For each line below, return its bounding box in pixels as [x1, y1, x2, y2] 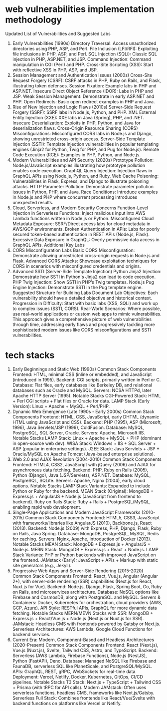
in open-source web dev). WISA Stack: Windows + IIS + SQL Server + [12, 440, 156, 446]
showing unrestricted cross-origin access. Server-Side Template [12, 136, 146, 142]
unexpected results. [12, 199, 54, 205]
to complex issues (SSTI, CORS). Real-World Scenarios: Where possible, [12, 306, 161, 312]
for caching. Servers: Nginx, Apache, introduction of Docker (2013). [12, 536, 152, 542]
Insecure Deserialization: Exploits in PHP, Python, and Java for [12, 120, 141, 126]
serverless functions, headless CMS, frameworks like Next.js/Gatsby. [12, 690, 155, 696]
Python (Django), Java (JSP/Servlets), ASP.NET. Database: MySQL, [12, 472, 151, 478]
